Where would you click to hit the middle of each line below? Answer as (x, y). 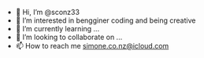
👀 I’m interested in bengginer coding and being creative (106, 20)
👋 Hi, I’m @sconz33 (48, 12)
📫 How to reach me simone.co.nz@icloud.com (92, 46)
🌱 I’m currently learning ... (57, 29)
